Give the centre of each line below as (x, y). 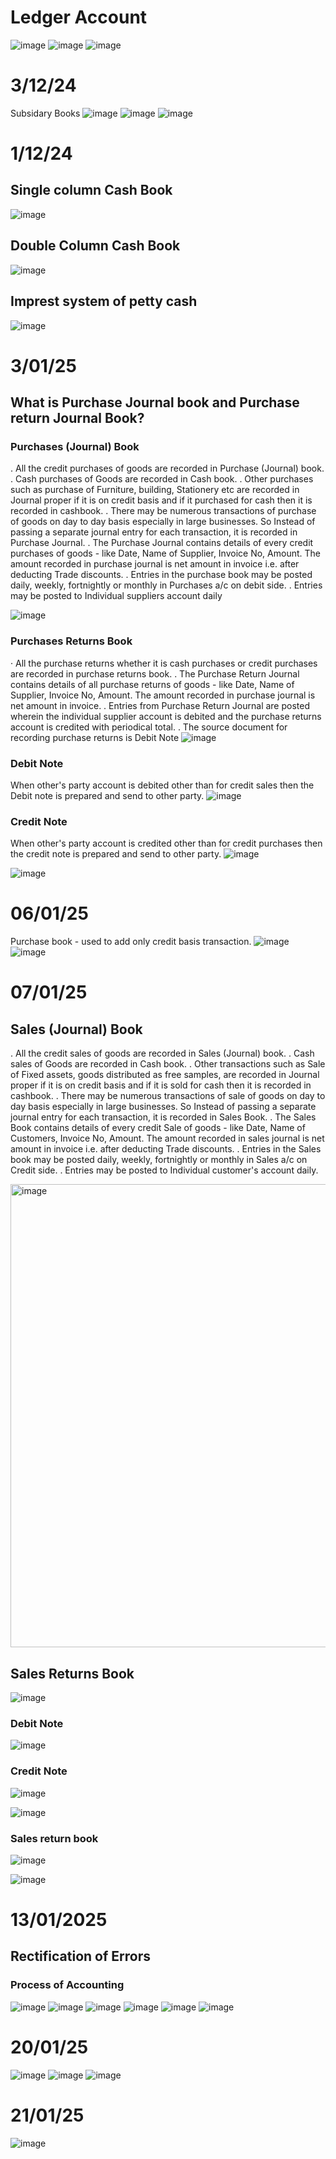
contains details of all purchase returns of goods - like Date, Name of (152, 684)
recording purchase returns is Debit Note (95, 737)
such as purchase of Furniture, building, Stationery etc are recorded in (155, 490)
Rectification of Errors (80, 1956)
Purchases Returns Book (71, 641)
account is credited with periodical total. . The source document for (149, 727)
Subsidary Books (45, 113)
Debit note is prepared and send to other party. (107, 795)
